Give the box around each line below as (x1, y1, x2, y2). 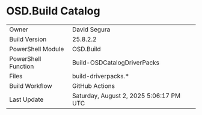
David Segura (72, 25, 111, 34)
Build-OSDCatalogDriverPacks (72, 58, 159, 67)
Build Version (9, 35, 47, 43)
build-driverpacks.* (72, 72, 129, 80)
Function (9, 62, 34, 70)
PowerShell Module (9, 45, 64, 53)
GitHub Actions (72, 81, 115, 90)
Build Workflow (9, 81, 52, 90)
